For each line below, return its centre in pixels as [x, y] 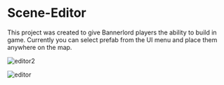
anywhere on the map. [40, 47]
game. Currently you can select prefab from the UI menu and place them [112, 39]
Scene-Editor [47, 13]
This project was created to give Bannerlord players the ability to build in [112, 32]
